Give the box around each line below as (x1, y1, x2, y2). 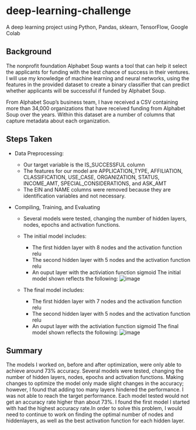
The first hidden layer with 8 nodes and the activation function (32, 244, 183, 251)
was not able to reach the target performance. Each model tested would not (6, 393, 189, 400)
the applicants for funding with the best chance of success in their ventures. (6, 69, 190, 76)
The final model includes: (23, 286, 85, 294)
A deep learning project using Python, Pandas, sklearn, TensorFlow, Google (6, 23, 188, 30)
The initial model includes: (23, 233, 87, 240)
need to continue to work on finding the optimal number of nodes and (6, 411, 174, 418)
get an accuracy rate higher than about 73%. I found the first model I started (6, 398, 190, 405)
